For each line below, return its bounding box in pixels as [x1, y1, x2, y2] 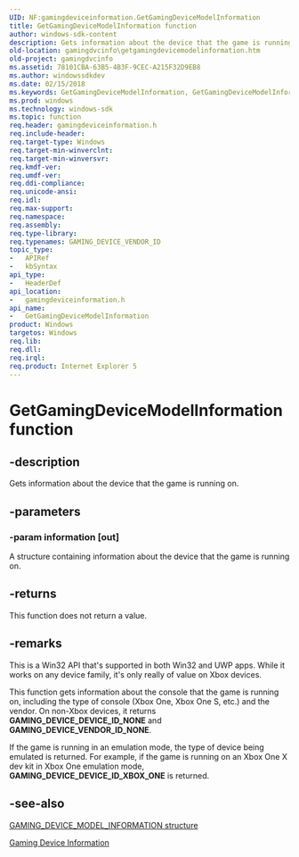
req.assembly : [9, 220, 62, 229]
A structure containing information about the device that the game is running [9, 551, 290, 562]
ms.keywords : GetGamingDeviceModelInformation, [9, 87, 190, 96]
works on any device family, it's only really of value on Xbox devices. [9, 669, 263, 679]
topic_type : [9, 245, 53, 254]
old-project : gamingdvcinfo [9, 54, 114, 63]
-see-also [9, 796, 65, 811]
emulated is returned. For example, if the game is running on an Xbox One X [9, 751, 287, 761]
